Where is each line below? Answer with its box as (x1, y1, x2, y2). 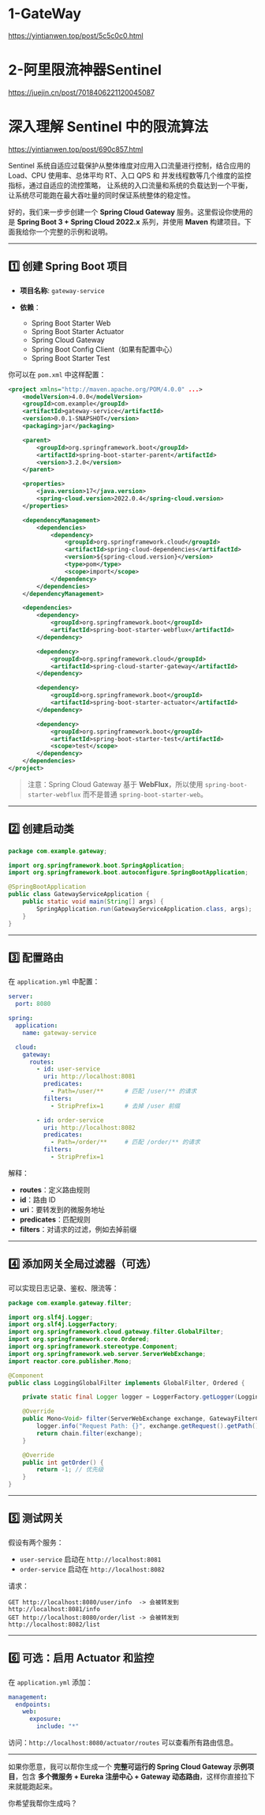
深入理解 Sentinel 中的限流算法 (8, 118, 209, 136)
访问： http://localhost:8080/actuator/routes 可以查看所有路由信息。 (8, 1738, 238, 1747)
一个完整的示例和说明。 (35, 227, 112, 236)
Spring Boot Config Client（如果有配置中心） (31, 345, 177, 354)
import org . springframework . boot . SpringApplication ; (8, 861, 185, 869)
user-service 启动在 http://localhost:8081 (19, 1554, 162, 1564)
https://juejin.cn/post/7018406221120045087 (8, 88, 155, 97)
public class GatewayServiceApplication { (8, 891, 150, 898)
